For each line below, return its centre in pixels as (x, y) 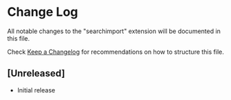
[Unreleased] (36, 73)
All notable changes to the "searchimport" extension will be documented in (114, 31)
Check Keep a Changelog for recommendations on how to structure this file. (116, 52)
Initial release (36, 90)
